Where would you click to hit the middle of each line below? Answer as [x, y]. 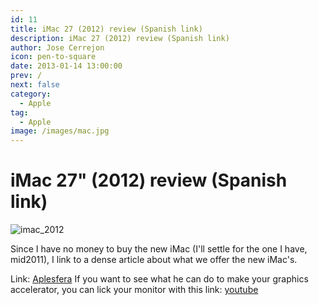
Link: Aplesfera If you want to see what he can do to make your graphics [159, 279]
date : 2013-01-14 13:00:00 [66, 66]
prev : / [26, 76]
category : [31, 94]
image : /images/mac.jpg [60, 131]
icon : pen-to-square [53, 57]
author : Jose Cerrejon [57, 47]
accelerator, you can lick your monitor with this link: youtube [134, 290]
